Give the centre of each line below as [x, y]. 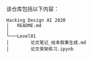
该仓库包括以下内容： [32, 9]
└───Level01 [21, 36]
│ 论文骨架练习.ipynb [40, 49]
